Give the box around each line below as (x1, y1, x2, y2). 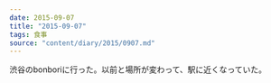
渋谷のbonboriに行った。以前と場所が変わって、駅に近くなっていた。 (9, 64, 266, 75)
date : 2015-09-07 (9, 13, 75, 23)
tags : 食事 (9, 30, 48, 39)
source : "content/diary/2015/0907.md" (9, 38, 155, 48)
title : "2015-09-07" (9, 22, 88, 31)
